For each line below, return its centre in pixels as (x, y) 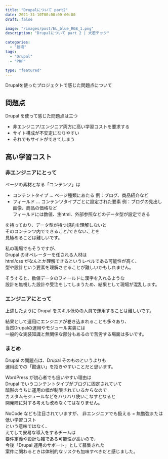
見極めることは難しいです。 (34, 237)
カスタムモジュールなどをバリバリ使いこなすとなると (60, 397)
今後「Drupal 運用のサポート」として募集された (55, 445)
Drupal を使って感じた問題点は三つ (41, 116)
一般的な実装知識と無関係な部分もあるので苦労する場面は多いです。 (76, 334)
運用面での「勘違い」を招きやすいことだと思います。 (60, 367)
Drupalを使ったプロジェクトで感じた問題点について (59, 85)
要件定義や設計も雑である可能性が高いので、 (52, 439)
